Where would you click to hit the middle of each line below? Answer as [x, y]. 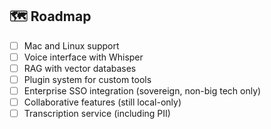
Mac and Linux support [71, 45]
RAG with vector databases [80, 68]
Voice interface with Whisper [83, 57]
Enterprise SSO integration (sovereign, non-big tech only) [142, 91]
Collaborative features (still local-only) [102, 102]
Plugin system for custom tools [87, 79]
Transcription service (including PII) [97, 114]
